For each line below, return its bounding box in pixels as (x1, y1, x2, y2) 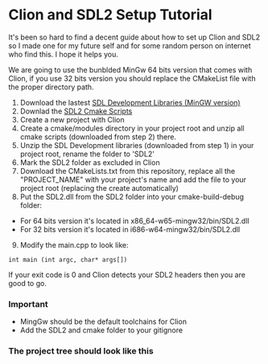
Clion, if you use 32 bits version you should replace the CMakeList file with (8, 73, 256, 83)
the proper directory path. (8, 82, 94, 92)
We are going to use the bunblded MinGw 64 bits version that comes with (8, 64, 253, 74)
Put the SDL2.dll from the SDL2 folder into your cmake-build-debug (19, 192, 244, 201)
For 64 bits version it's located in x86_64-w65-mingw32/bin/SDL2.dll (19, 216, 249, 225)
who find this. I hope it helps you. (8, 49, 119, 59)
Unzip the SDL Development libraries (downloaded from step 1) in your (19, 140, 254, 150)
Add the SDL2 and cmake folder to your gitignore (19, 325, 183, 335)
